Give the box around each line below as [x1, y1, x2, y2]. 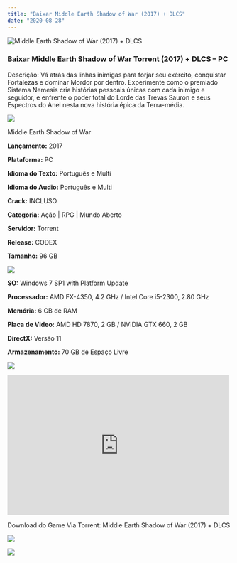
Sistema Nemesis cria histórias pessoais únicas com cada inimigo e [7, 85, 205, 94]
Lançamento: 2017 [7, 141, 63, 150]
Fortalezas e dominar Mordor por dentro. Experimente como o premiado [7, 77, 219, 86]
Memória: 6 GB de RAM [7, 306, 78, 315]
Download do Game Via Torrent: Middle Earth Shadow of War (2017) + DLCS [7, 520, 231, 530]
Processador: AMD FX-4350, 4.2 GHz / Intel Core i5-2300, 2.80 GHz [7, 292, 209, 301]
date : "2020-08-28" [7, 17, 65, 24]
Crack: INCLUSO [7, 196, 57, 205]
